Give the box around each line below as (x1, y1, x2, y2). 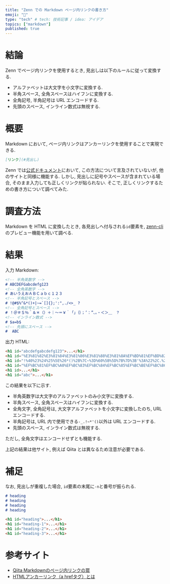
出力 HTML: (5, 339, 29, 345)
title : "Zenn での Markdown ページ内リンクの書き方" (5, 7, 109, 13)
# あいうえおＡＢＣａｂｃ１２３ (5, 291, 63, 296)
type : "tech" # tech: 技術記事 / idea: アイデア (5, 17, 104, 22)
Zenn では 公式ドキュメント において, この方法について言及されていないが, (5, 167, 158, 173)
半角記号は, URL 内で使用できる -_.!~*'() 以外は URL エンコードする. (12, 418, 156, 424)
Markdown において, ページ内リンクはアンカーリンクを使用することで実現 (5, 141, 159, 147)
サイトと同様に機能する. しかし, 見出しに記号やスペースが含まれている (9, 173, 156, 179)
